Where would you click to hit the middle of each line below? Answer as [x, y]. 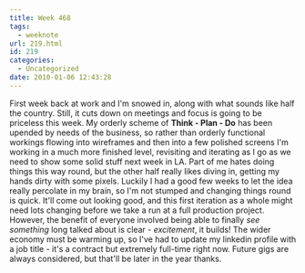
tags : [20, 26]
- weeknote [38, 35]
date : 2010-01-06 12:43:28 [61, 78]
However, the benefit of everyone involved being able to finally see [135, 219]
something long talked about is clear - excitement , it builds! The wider [140, 229]
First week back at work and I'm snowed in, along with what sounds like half [152, 103]
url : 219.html [36, 43]
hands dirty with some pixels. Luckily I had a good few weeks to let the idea [151, 181]
